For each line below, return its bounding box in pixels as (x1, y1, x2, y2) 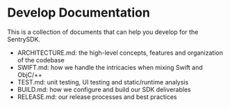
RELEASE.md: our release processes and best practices (17, 92, 177, 101)
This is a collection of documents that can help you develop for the (7, 28, 199, 36)
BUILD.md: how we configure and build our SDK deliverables (17, 85, 191, 93)
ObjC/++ (17, 71, 43, 79)
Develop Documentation (7, 5, 151, 21)
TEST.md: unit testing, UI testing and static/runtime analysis (17, 78, 189, 86)
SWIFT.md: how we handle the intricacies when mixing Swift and (17, 63, 203, 71)
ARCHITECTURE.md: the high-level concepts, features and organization (17, 48, 224, 57)
